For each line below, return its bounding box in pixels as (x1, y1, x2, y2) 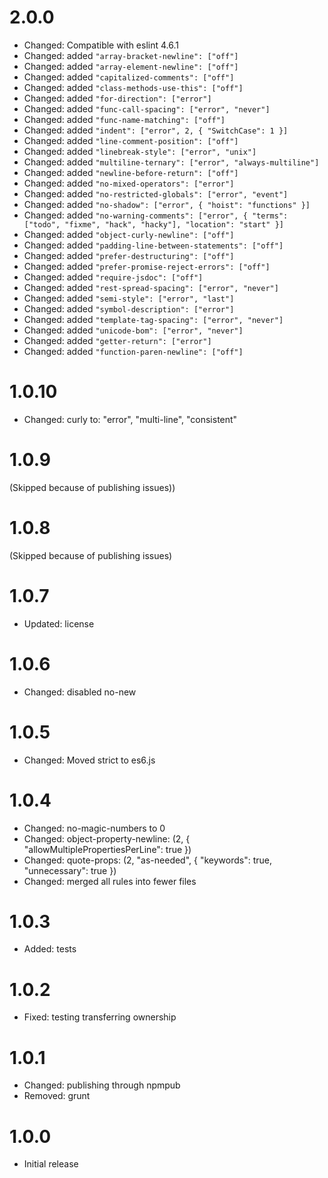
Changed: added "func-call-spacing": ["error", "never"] (23, 102, 271, 115)
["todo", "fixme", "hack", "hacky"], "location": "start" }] (23, 219, 285, 230)
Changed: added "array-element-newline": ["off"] (23, 60, 239, 72)
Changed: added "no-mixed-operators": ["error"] (23, 177, 235, 189)
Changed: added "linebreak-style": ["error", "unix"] (23, 145, 257, 157)
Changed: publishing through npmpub (23, 1079, 181, 1091)
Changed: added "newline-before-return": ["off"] (23, 166, 239, 178)
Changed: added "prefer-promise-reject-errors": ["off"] (23, 260, 271, 272)
